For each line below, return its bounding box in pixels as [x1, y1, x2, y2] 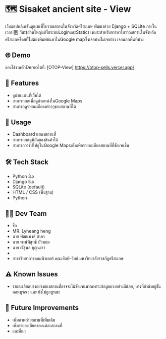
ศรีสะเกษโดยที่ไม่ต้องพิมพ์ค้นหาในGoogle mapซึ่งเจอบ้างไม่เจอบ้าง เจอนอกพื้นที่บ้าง [5, 36, 144, 42]
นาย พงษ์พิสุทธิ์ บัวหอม [12, 239, 50, 245]
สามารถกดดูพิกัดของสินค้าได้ [12, 137, 58, 143]
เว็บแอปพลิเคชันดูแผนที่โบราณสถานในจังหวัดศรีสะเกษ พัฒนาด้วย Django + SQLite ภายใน [5, 23, 157, 29]
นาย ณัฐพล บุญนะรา [12, 245, 46, 251]
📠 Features [5, 79, 39, 87]
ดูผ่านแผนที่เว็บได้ [12, 92, 41, 98]
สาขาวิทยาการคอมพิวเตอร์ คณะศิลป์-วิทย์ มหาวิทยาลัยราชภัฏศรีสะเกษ [12, 255, 124, 261]
